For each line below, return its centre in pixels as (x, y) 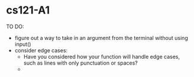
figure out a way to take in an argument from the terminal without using (101, 38)
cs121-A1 (28, 10)
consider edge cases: (41, 50)
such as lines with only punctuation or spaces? (80, 63)
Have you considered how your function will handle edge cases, (102, 56)
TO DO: (15, 26)
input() (23, 44)
